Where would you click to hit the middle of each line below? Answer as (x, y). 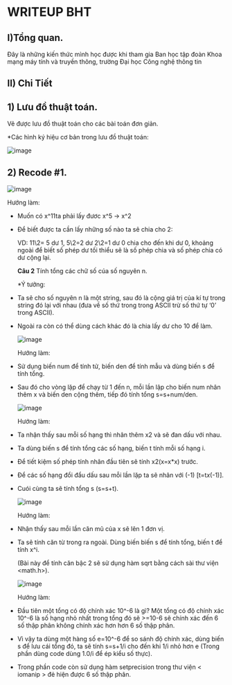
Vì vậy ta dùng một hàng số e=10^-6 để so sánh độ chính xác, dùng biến (121, 639)
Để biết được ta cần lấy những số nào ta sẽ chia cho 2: (95, 229)
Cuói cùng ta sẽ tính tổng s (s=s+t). (68, 489)
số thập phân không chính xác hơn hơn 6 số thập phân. (96, 625)
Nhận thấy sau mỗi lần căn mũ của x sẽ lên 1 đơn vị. (91, 529)
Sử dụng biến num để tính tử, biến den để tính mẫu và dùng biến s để (116, 366)
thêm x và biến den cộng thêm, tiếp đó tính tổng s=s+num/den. (107, 394)
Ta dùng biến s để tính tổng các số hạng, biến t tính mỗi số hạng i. (111, 449)
